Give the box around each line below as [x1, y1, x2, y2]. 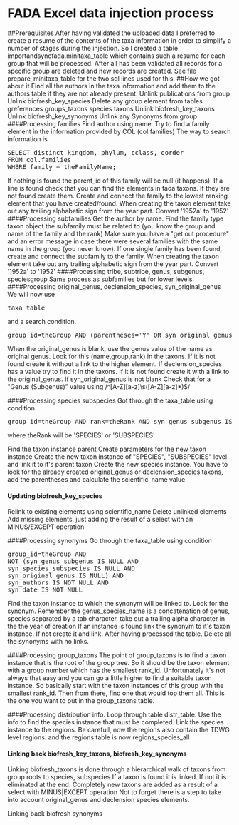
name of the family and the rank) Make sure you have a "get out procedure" [7, 229, 230, 238]
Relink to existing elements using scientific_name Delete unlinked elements [7, 507, 227, 516]
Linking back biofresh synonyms [7, 809, 103, 818]
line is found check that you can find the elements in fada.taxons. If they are [7, 183, 230, 192]
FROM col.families [7, 156, 72, 163]
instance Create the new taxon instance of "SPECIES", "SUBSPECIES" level [7, 452, 228, 461]
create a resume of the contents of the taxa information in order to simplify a [7, 36, 231, 44]
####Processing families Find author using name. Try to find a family [7, 119, 210, 128]
